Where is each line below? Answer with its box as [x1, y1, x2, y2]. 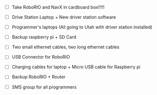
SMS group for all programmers [11, 84, 77, 90]
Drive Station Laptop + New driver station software [11, 14, 116, 20]
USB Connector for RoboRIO [11, 54, 70, 60]
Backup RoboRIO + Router [11, 74, 66, 80]
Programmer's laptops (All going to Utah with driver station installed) [11, 24, 153, 30]
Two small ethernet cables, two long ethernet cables [11, 44, 120, 50]
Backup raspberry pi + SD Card [11, 34, 77, 40]
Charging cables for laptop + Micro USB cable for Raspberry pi [11, 64, 141, 70]
